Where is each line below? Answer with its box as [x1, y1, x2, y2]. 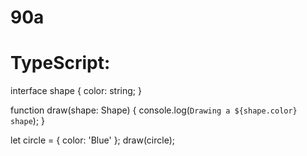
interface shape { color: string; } [10, 85, 142, 97]
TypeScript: [10, 52, 111, 75]
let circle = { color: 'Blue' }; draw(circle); [10, 134, 176, 146]
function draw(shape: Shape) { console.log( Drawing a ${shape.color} [10, 104, 298, 116]
